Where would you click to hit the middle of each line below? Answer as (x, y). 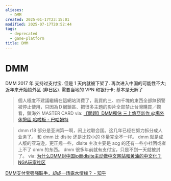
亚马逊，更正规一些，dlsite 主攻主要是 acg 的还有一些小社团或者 (99, 143)
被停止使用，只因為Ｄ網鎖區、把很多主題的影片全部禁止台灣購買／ (87, 107)
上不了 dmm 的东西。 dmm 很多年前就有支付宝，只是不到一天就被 (87, 149)
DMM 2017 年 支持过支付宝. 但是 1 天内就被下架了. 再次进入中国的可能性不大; (86, 83)
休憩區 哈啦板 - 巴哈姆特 (43, 119)
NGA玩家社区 (32, 162)
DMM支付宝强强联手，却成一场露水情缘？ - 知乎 (56, 173)
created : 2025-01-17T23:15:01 (38, 19)
